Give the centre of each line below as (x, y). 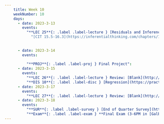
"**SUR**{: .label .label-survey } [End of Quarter (80, 110)
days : (19, 19)
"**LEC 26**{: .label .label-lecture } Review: (76, 78)
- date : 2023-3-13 (36, 23)
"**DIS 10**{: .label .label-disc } (64, 82)
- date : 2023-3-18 (36, 101)
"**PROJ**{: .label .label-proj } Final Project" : (79, 64)
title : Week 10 (29, 10)
